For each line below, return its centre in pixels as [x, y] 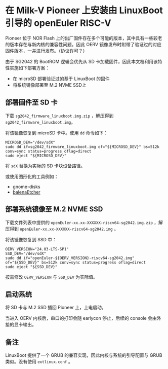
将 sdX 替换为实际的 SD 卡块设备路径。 [45, 166]
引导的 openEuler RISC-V [58, 23]
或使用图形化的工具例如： [32, 176]
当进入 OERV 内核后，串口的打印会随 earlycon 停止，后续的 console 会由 [81, 318]
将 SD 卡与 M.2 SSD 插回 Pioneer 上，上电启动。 [56, 308]
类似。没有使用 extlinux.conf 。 [39, 362]
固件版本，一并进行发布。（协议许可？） [46, 51]
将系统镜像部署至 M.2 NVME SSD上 [50, 85]
